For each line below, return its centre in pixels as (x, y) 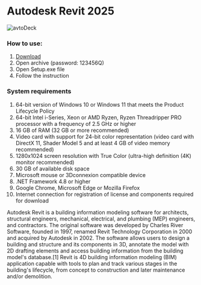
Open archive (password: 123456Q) (60, 63)
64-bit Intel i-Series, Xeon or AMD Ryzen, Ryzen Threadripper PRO (99, 117)
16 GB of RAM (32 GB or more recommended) (72, 130)
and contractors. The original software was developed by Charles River (95, 225)
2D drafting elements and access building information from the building (95, 251)
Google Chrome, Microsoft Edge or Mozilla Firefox (78, 187)
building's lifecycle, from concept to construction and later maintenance (96, 270)
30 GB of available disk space (52, 168)
